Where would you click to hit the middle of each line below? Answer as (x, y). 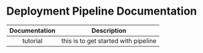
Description (109, 30)
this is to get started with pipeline (109, 41)
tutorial (32, 41)
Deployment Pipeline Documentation (102, 11)
